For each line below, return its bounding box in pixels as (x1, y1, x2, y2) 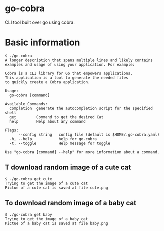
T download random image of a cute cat (5, 163, 131, 172)
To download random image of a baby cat (5, 199, 136, 207)
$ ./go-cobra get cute (5, 176, 52, 181)
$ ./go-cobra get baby (5, 212, 52, 217)
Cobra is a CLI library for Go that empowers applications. (5, 71, 133, 76)
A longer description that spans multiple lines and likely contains (5, 58, 153, 63)
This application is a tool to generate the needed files (5, 75, 128, 80)
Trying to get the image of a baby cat (5, 216, 88, 221)
